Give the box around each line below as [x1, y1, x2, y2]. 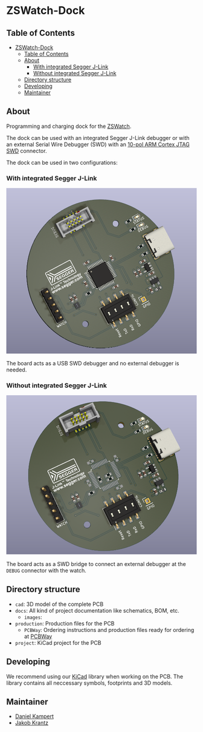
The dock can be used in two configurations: [6, 159, 118, 166]
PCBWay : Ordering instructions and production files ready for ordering [24, 626, 195, 633]
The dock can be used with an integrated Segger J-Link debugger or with [6, 134, 190, 141]
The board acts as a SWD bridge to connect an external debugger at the [6, 560, 186, 567]
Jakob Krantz [14, 719, 49, 727]
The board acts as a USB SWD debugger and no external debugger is [6, 359, 179, 367]
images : [24, 613, 42, 621]
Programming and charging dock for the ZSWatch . [6, 122, 132, 130]
